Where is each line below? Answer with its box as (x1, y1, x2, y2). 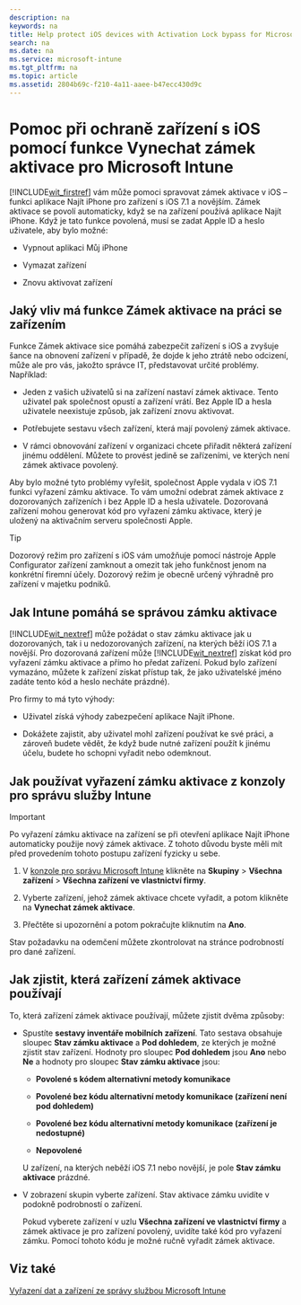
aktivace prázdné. (21, 1171, 91, 1182)
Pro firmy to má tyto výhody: (9, 693, 115, 705)
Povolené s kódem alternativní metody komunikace (35, 1073, 231, 1084)
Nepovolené (35, 1144, 82, 1155)
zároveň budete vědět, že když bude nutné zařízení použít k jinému (21, 738, 271, 749)
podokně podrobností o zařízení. (21, 1198, 143, 1209)
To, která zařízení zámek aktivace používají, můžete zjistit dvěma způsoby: (9, 1010, 285, 1020)
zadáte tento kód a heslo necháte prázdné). (9, 676, 170, 687)
